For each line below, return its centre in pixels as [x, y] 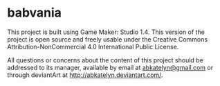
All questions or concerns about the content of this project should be [106, 60]
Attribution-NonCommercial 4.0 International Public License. [93, 46]
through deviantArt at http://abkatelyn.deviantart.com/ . [85, 75]
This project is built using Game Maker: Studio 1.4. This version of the [106, 32]
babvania [35, 13]
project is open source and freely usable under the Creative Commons [108, 39]
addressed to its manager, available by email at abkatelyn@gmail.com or [110, 67]
